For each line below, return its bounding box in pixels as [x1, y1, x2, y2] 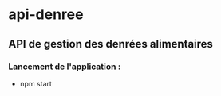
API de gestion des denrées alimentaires [8, 37, 214, 51]
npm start [19, 79, 52, 88]
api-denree [8, 6, 84, 24]
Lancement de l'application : [8, 61, 121, 72]
